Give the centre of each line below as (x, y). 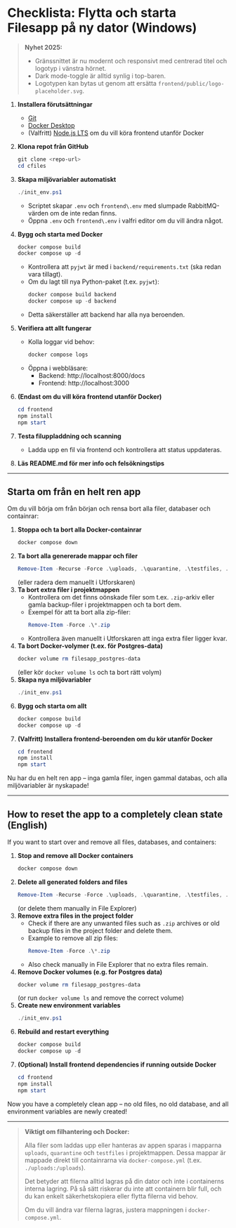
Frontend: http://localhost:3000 (84, 383)
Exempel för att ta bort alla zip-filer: (79, 612)
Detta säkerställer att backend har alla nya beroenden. (106, 315)
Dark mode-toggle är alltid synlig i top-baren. (100, 76)
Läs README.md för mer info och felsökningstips (91, 463)
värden (38, 213)
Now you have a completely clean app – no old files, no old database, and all (118, 1104)
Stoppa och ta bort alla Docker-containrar (79, 530)
